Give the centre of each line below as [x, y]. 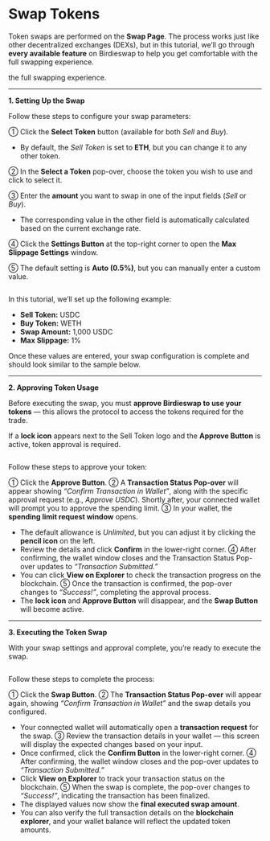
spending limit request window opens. [73, 516]
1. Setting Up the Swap [47, 101]
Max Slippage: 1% [51, 340]
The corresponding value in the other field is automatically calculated [135, 219]
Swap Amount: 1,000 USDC [66, 331]
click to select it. [35, 180]
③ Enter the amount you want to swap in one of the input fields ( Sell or [127, 195]
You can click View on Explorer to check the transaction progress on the [140, 575]
